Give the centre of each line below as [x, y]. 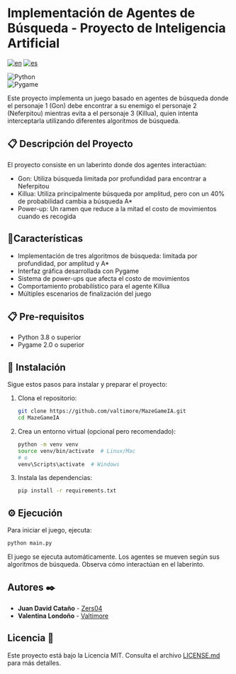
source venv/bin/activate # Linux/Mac [77, 451]
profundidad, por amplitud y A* [63, 263]
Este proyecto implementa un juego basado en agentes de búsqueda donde [118, 98]
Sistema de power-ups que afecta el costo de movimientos [103, 278]
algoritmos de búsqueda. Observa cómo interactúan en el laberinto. [106, 564]
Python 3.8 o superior [49, 337]
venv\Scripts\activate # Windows [68, 464]
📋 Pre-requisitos [46, 317]
